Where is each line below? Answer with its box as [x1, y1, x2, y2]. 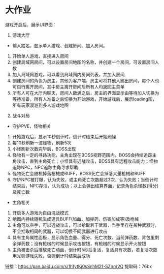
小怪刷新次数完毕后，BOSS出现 [12, 146, 76, 152]
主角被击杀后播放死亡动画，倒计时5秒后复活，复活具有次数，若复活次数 [12, 246, 158, 252]
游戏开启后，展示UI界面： [5, 22, 58, 28]
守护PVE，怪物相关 [12, 123, 51, 129]
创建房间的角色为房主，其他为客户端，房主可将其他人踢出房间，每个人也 [12, 77, 159, 84]
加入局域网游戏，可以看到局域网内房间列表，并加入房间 [12, 71, 125, 77]
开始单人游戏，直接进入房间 [12, 53, 69, 59]
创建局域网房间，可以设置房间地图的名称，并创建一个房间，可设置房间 [12, 59, 155, 65]
